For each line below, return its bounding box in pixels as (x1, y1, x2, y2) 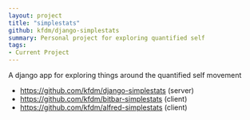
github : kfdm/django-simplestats (8, 26, 120, 34)
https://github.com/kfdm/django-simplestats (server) (19, 86, 194, 95)
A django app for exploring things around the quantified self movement (8, 71, 242, 79)
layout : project (8, 11, 62, 20)
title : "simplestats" (8, 19, 81, 27)
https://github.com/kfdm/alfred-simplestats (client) (19, 103, 188, 112)
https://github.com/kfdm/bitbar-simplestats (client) (19, 95, 188, 103)
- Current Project (8, 48, 69, 56)
